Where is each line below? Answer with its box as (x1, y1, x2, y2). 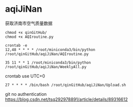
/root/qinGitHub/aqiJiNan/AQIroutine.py (5, 52, 89, 56)
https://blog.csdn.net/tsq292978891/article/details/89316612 (5, 96, 128, 102)
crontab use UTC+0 (5, 73, 45, 79)
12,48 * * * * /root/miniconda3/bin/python (5, 47, 96, 52)
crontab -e (5, 43, 27, 48)
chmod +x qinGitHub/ (5, 30, 48, 35)
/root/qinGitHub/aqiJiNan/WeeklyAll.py (5, 64, 87, 69)
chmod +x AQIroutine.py (5, 34, 54, 39)
